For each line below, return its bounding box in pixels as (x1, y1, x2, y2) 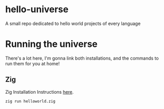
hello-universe (5, 4, 69, 15)
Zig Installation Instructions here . (5, 89, 74, 95)
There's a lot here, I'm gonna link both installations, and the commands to (5, 55, 159, 61)
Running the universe (5, 38, 98, 50)
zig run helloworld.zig (5, 98, 56, 104)
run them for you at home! (5, 60, 60, 67)
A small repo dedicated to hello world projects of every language (5, 20, 141, 26)
